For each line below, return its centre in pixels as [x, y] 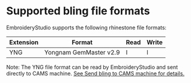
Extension [24, 42]
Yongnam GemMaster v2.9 [82, 52]
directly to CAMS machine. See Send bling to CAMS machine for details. [95, 73]
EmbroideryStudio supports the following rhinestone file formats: [86, 27]
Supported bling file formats [78, 11]
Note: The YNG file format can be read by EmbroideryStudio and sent [92, 67]
